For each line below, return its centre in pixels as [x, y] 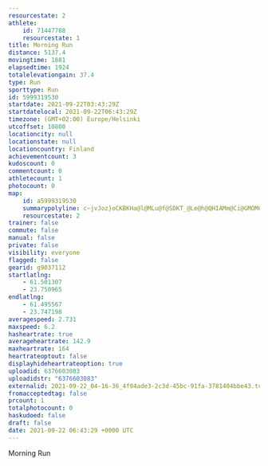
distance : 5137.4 [37, 53]
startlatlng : [30, 275]
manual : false [32, 238]
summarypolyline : [51, 208]
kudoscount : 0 [32, 164]
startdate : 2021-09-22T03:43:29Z [64, 104]
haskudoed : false [37, 416]
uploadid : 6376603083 [44, 371]
